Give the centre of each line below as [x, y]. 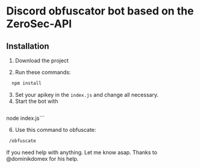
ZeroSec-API [39, 24]
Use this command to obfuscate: [55, 129]
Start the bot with [36, 101]
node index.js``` [26, 118]
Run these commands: [43, 72]
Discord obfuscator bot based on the [100, 11]
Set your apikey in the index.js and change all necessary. [86, 95]
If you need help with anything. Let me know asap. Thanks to [82, 152]
